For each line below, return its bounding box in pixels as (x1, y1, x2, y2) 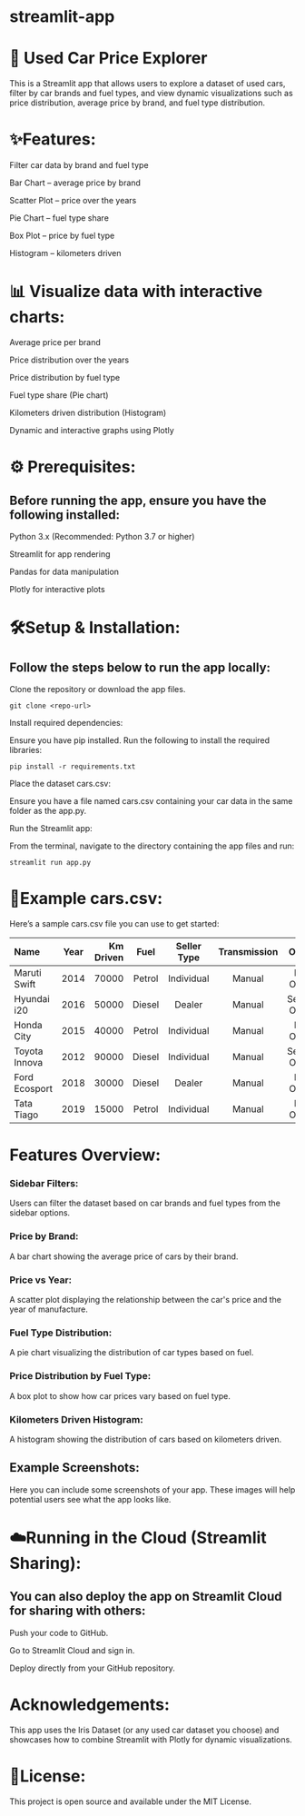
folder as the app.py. (9, 806, 87, 816)
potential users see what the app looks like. (9, 1493, 172, 1504)
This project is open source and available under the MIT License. (9, 1796, 252, 1807)
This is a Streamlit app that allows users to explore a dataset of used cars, (9, 78, 286, 89)
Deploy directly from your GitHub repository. (9, 1662, 175, 1673)
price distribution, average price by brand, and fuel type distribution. (9, 97, 266, 108)
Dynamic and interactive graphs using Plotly (9, 425, 174, 435)
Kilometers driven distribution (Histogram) (9, 407, 167, 418)
